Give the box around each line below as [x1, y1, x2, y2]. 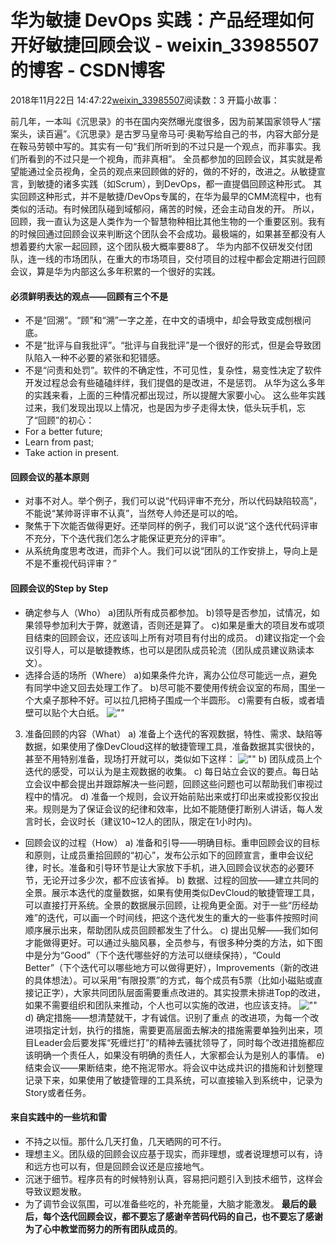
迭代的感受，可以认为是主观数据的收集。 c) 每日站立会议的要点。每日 [24, 765, 310, 777]
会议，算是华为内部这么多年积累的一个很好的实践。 [10, 265, 221, 277]
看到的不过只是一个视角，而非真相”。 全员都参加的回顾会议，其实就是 [27, 152, 315, 165]
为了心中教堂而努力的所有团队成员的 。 [24, 1222, 183, 1235]
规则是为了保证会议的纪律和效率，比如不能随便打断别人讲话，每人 [42, 802, 315, 815]
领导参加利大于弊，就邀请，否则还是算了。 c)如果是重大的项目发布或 [33, 619, 317, 631]
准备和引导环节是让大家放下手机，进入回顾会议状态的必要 [68, 861, 306, 873]
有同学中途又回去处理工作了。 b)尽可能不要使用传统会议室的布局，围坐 [24, 681, 317, 693]
